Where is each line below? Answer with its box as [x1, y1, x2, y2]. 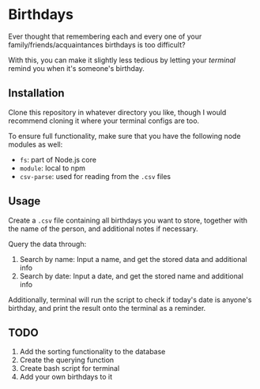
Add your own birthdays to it [19, 372, 113, 382]
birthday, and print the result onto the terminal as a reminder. [8, 303, 206, 312]
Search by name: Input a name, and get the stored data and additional [19, 254, 247, 264]
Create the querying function [19, 355, 115, 365]
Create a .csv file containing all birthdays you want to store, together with [8, 215, 247, 225]
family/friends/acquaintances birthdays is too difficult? [8, 39, 186, 49]
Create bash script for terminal [19, 364, 120, 373]
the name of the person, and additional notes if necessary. [8, 223, 198, 234]
